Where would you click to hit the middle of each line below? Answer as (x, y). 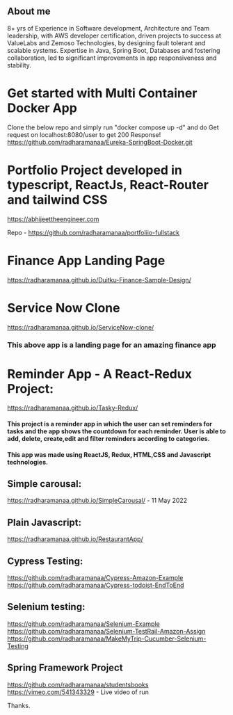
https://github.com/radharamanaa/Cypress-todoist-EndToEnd (96, 585)
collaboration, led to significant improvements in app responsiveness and (112, 58)
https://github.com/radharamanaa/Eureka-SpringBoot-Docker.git (100, 142)
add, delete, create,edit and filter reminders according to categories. (109, 439)
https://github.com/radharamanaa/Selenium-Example (83, 624)
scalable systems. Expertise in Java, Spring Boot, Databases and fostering (114, 50)
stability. (19, 65)
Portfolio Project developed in (95, 170)
